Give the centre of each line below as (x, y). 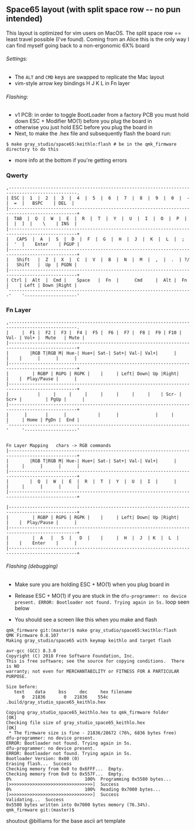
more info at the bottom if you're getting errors (71, 160)
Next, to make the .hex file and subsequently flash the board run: (93, 134)
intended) (24, 19)
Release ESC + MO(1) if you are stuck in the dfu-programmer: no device (100, 596)
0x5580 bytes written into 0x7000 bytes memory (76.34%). (78, 805)
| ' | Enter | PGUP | (43, 244)
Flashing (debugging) (32, 566)
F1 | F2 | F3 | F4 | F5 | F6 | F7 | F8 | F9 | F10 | (106, 333)
